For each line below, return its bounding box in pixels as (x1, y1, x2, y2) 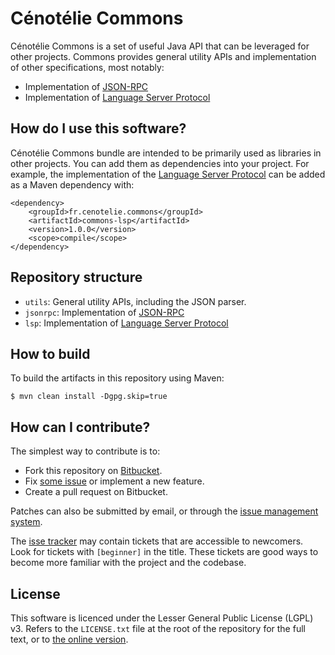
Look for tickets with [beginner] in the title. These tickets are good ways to (10, 546, 319, 558)
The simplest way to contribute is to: (10, 445, 161, 457)
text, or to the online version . (10, 633, 129, 645)
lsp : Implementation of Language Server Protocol (24, 317, 229, 329)
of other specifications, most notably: (10, 61, 165, 73)
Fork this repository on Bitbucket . (24, 465, 163, 477)
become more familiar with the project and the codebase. (10, 557, 247, 569)
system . (10, 516, 43, 528)
